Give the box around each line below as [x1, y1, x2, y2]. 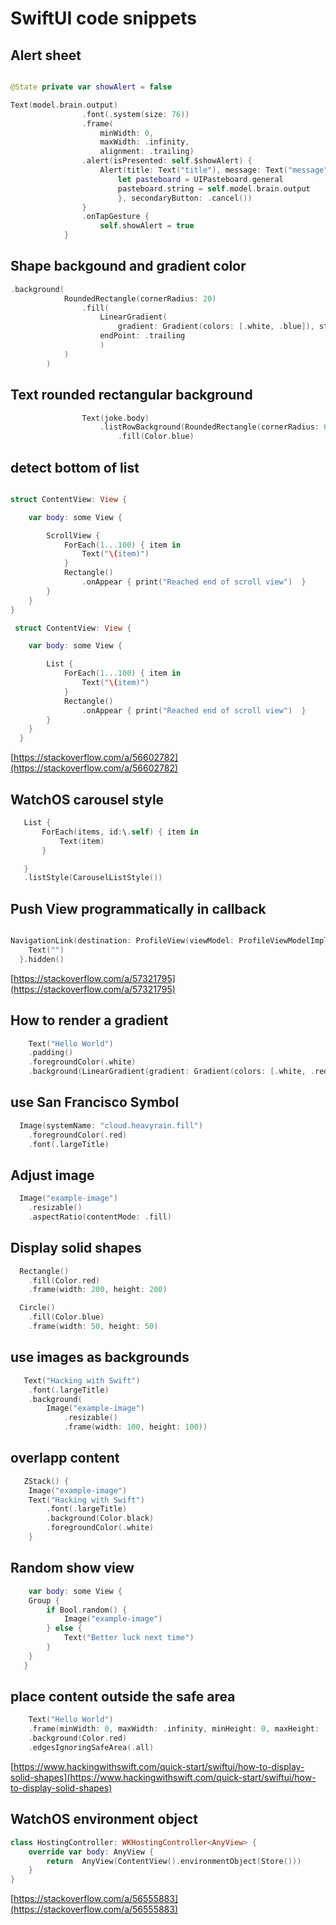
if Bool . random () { [46, 1605, 128, 1615]
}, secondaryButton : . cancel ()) [117, 193, 253, 203]
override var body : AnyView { [28, 1847, 155, 1857]
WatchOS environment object [10, 1811, 198, 1828]
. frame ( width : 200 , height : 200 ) [28, 1285, 168, 1295]
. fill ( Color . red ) [28, 1275, 101, 1286]
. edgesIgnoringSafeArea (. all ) [28, 1743, 155, 1753]
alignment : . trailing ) [99, 147, 195, 157]
